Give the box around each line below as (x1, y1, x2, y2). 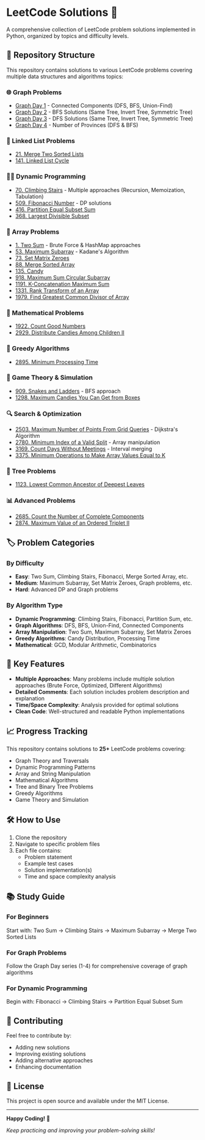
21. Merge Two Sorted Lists (15, 150, 84, 158)
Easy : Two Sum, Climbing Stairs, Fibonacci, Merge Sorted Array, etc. (15, 573, 188, 580)
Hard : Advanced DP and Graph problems (15, 586, 119, 593)
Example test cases (24, 860, 74, 867)
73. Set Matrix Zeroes (15, 254, 70, 262)
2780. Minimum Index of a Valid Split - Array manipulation (15, 439, 160, 446)
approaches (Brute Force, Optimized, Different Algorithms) (15, 681, 163, 689)
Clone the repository (15, 834, 67, 842)
